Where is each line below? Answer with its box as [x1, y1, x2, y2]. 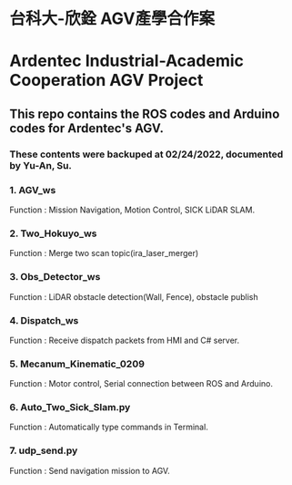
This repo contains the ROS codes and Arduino [9, 106, 280, 121]
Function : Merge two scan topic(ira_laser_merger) [9, 248, 199, 259]
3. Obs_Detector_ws [9, 271, 101, 284]
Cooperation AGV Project [9, 70, 204, 91]
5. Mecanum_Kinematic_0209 [9, 357, 146, 370]
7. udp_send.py [9, 444, 78, 457]
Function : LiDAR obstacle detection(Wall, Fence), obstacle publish [9, 291, 259, 302]
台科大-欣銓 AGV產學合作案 [9, 8, 216, 29]
